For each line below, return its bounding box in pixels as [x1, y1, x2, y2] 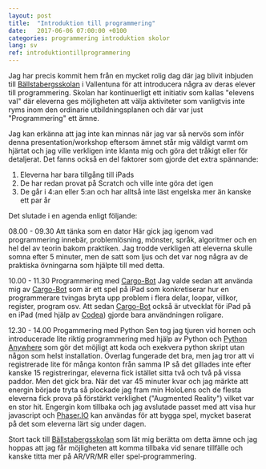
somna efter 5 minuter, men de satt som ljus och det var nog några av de [8, 252, 248, 261]
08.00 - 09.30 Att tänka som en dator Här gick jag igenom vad [8, 226, 214, 236]
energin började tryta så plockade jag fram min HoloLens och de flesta [8, 385, 242, 395]
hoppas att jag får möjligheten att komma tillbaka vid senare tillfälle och [8, 443, 244, 452]
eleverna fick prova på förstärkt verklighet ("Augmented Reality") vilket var [8, 394, 255, 403]
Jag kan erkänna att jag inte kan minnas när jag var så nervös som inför [8, 129, 244, 138]
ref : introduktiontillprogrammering [8, 49, 131, 57]
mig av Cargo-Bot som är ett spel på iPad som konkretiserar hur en [8, 285, 230, 294]
